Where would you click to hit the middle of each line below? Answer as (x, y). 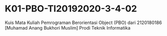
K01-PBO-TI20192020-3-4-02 (71, 9)
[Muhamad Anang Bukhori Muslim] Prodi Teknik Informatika (68, 27)
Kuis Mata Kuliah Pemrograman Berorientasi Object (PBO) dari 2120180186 (83, 22)
